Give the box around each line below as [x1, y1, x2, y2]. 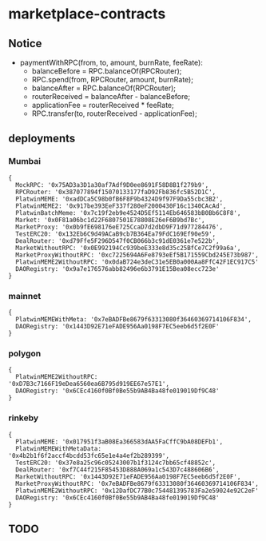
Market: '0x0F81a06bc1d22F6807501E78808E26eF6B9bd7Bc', [15, 216, 205, 224]
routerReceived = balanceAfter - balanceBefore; [31, 92, 190, 101]
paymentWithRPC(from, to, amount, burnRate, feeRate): [19, 58, 204, 67]
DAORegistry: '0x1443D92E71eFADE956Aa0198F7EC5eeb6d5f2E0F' [15, 322, 220, 330]
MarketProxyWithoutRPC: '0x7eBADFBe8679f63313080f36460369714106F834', [15, 479, 260, 487]
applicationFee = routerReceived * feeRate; [31, 101, 174, 109]
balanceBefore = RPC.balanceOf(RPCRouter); [31, 66, 182, 76]
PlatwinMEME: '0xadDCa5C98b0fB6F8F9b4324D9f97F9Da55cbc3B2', [15, 195, 224, 203]
